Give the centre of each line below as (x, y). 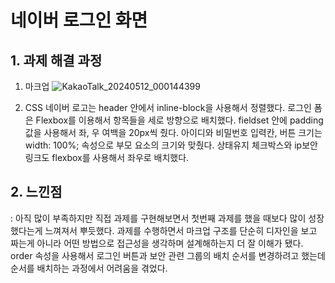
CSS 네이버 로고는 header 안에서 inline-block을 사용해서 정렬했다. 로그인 (168, 107)
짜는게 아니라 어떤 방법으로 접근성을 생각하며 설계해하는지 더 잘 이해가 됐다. (157, 243)
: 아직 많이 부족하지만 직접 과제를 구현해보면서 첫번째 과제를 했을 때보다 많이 (158, 218)
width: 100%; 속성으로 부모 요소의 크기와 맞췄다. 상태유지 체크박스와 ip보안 (171, 145)
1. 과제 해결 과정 (56, 60)
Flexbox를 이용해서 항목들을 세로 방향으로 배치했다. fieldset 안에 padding (179, 120)
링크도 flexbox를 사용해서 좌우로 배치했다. (107, 157)
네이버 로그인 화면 (79, 20)
